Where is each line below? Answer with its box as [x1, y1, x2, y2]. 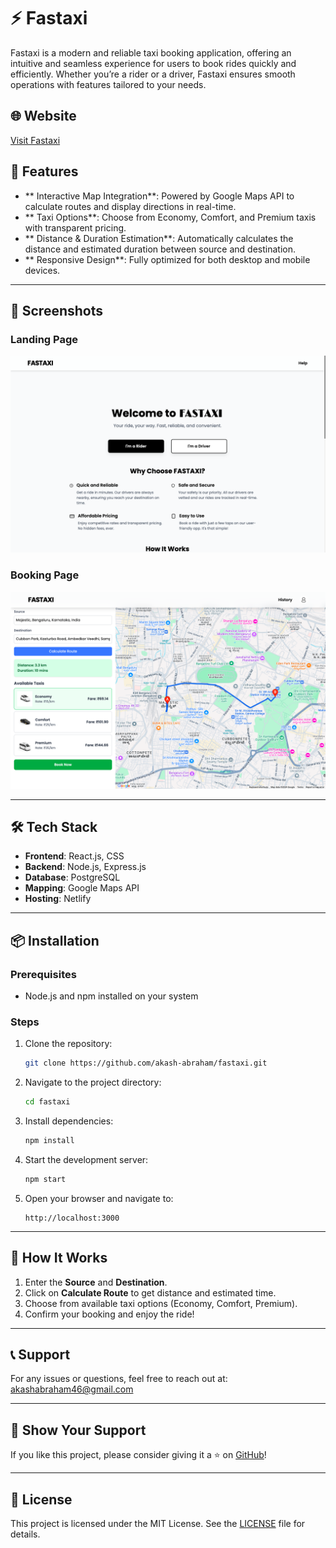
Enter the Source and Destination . [24, 1276, 168, 1288]
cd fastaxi [24, 1097, 71, 1107]
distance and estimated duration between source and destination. [24, 243, 296, 255]
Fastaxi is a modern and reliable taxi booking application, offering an [10, 46, 292, 59]
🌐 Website [10, 108, 77, 125]
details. [10, 1528, 41, 1540]
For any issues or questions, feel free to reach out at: [10, 1373, 228, 1385]
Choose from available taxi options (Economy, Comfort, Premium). [24, 1297, 298, 1309]
